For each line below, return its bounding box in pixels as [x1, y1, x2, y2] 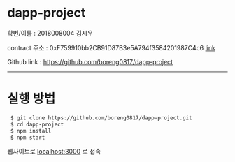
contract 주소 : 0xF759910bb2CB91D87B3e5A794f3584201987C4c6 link [7, 43, 215, 52]
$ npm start [10, 134, 45, 141]
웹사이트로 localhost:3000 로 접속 [7, 147, 101, 156]
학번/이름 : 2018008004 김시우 [7, 29, 93, 37]
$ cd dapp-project [10, 121, 64, 128]
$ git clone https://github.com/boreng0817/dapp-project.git [10, 114, 192, 121]
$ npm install [10, 127, 52, 134]
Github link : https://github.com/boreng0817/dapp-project [7, 57, 173, 66]
